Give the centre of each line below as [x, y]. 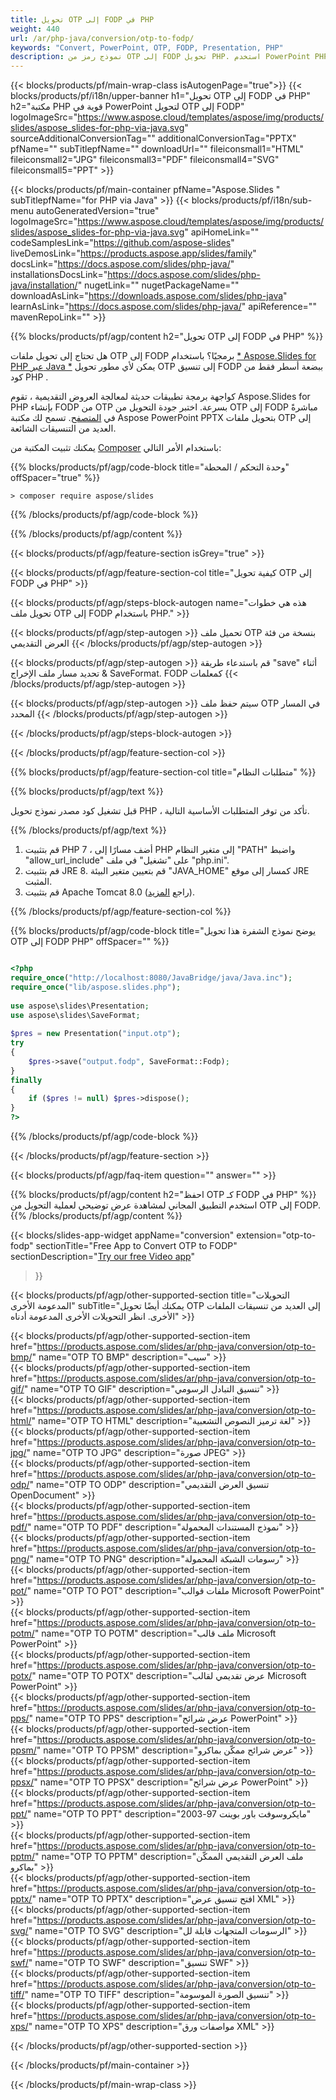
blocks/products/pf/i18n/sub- [252, 200]
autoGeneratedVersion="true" [97, 211]
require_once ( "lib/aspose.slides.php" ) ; [96, 987]
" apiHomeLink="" [222, 232]
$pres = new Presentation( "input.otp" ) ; [96, 1034]
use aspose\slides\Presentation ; [80, 1006]
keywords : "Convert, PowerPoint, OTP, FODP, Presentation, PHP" [147, 47]
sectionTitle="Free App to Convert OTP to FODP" [136, 1245]
